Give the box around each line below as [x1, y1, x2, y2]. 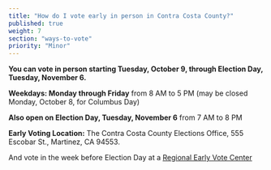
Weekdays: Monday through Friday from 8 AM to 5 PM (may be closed [8, 88, 248, 98]
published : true [8, 19, 63, 28]
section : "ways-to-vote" [8, 34, 92, 43]
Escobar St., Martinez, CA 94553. [8, 137, 120, 147]
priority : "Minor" [8, 42, 71, 50]
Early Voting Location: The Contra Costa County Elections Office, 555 [8, 129, 244, 138]
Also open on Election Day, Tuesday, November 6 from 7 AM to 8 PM [8, 113, 243, 122]
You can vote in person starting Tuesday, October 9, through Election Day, [8, 64, 264, 74]
